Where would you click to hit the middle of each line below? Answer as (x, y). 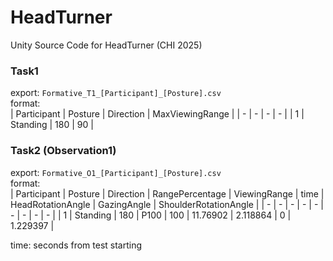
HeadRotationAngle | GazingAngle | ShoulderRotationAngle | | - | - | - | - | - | (167, 204)
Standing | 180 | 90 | (52, 125)
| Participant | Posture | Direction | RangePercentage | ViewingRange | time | (167, 193)
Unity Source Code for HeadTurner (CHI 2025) (106, 45)
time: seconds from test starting (76, 245)
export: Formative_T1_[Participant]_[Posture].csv (116, 93)
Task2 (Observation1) (63, 151)
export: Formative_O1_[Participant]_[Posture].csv (116, 172)
